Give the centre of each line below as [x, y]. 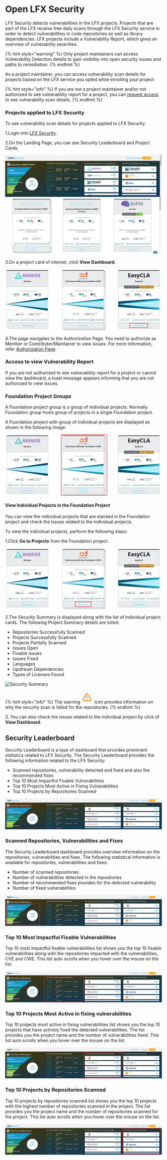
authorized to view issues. [32, 383]
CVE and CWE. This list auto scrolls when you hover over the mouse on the [82, 959]
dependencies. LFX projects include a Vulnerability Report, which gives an [81, 39]
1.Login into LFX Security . [31, 133]
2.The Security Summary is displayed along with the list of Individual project [83, 617]
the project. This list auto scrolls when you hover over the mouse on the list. [83, 1117]
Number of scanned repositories [46, 872]
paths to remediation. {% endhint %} [43, 64]
